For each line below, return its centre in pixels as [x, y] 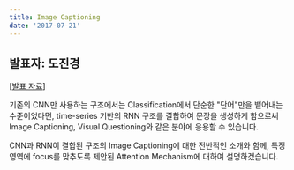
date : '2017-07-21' [45, 26]
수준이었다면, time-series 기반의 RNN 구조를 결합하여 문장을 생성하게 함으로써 [144, 116]
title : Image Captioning [55, 17]
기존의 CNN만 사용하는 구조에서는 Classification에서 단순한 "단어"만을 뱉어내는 [146, 105]
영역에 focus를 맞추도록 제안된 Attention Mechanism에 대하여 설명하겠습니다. [144, 157]
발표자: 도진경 [45, 63]
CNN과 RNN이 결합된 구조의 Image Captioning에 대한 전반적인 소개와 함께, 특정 [147, 145]
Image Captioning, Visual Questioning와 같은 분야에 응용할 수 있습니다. [134, 127]
